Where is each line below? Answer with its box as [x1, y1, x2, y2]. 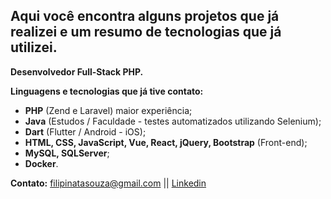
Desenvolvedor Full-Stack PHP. [10, 65, 144, 78]
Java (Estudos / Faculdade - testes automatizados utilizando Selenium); [24, 115, 322, 127]
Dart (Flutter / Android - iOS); [24, 125, 147, 138]
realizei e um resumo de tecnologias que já [10, 24, 282, 41]
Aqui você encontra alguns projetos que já [10, 8, 280, 25]
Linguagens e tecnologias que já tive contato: [10, 85, 204, 97]
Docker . [24, 157, 59, 169]
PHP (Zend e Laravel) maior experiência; [24, 104, 193, 116]
